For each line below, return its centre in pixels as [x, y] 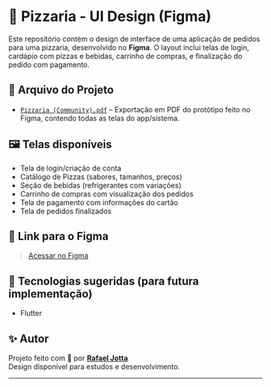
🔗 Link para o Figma [58, 236]
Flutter [31, 313]
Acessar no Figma [58, 256]
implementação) [50, 294]
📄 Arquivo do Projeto [61, 90]
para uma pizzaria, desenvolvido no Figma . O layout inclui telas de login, [129, 47]
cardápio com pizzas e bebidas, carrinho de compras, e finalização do [125, 56]
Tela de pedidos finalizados [66, 211]
